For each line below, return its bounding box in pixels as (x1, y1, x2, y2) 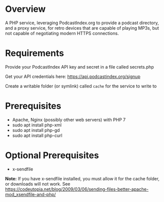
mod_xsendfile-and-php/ (5, 191, 56, 197)
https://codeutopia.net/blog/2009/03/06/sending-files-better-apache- (5, 186, 149, 192)
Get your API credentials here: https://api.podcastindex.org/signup (5, 73, 141, 80)
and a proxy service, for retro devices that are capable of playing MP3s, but (5, 25, 159, 31)
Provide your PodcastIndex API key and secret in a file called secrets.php (5, 64, 154, 70)
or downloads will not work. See (5, 181, 71, 187)
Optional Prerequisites (5, 150, 99, 161)
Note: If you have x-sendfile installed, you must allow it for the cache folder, (5, 175, 160, 181)
